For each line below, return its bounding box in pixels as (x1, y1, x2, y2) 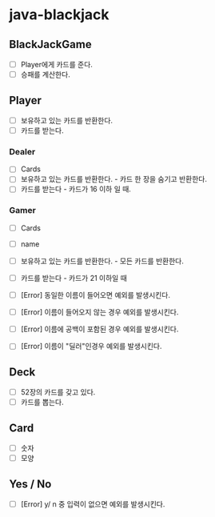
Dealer (9, 146, 36, 157)
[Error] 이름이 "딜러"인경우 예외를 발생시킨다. (20, 342, 162, 351)
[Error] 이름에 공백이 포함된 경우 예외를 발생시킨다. (20, 324, 179, 334)
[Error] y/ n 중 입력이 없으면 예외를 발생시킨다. (20, 499, 165, 509)
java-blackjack (9, 6, 110, 24)
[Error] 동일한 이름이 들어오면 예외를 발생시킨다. (20, 291, 171, 300)
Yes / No (9, 477, 52, 491)
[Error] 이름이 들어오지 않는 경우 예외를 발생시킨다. (20, 307, 179, 317)
